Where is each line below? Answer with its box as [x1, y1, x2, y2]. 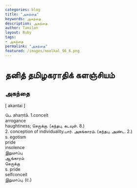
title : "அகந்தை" [5, 12, 39, 17]
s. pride [5, 166, 21, 172]
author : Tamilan [5, 26, 38, 31]
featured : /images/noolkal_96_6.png [5, 48, 80, 53]
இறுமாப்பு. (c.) [5, 177, 32, 183]
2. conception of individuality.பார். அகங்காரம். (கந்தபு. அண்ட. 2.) [5, 128, 133, 134]
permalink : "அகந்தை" [5, 44, 48, 49]
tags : [5, 35, 16, 40]
